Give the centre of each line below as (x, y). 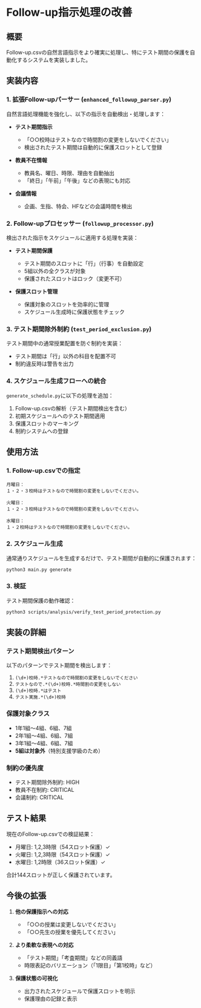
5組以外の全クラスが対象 (55, 271)
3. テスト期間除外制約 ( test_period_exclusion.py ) (79, 329)
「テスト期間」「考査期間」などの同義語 (73, 958)
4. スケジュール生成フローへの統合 (56, 381)
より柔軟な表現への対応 (44, 944)
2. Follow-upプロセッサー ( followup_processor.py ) (80, 223)
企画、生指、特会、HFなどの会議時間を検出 (78, 206)
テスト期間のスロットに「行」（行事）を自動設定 (84, 263)
